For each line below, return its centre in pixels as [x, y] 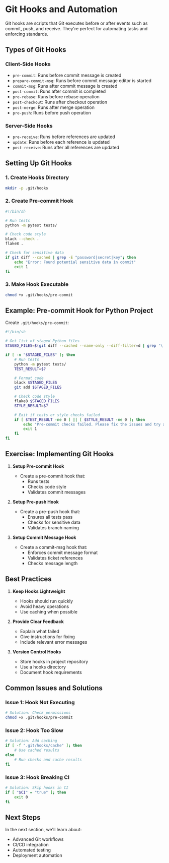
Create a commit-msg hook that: [54, 547]
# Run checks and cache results [48, 760]
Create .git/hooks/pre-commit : [37, 323]
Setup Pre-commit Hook [38, 466]
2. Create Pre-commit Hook [39, 201]
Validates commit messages [57, 492]
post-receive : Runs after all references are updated [66, 147]
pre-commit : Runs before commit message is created [67, 75]
